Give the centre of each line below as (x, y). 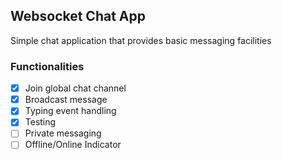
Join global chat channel (75, 88)
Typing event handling (70, 111)
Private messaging (63, 133)
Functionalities (47, 66)
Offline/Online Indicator (73, 145)
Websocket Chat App (78, 16)
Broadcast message (66, 100)
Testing (40, 122)
